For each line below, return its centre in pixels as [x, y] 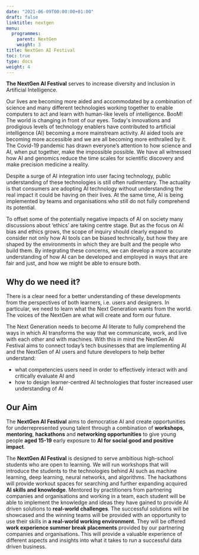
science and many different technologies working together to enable [90, 108]
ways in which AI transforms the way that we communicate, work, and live [97, 333]
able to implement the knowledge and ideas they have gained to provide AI [97, 502]
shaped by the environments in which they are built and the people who [94, 245]
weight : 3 [29, 45]
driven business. [26, 546]
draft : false [22, 17]
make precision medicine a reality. [48, 164]
